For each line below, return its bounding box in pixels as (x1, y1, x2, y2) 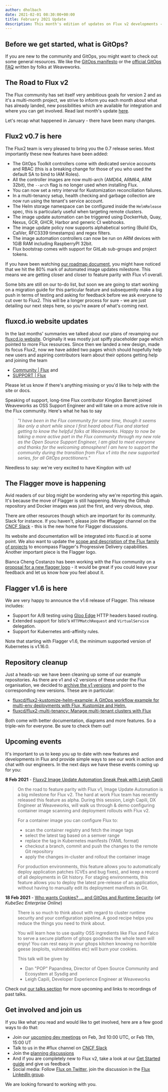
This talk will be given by (17, 955, 69, 961)
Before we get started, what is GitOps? (5, 40, 128, 48)
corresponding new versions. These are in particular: (5, 687, 115, 693)
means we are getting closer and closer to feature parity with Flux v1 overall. (5, 272, 163, 278)
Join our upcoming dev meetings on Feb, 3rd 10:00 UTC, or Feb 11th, (12, 1034, 154, 1040)
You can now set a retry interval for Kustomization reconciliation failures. (12, 187, 163, 193)
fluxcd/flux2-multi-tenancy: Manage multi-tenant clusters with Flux (12, 707, 151, 713)
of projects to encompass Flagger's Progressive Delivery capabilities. (5, 544, 149, 550)
